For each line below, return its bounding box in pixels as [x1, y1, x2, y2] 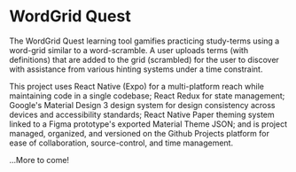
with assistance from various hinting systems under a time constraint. [9, 64, 263, 74]
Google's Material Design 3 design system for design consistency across [9, 99, 276, 110]
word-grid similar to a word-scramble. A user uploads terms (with [9, 44, 249, 55]
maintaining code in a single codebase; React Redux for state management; [9, 90, 285, 101]
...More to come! [9, 154, 69, 165]
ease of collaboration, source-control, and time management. [9, 137, 233, 148]
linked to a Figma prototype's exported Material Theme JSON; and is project [9, 118, 288, 129]
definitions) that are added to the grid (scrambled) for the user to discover [9, 54, 279, 65]
